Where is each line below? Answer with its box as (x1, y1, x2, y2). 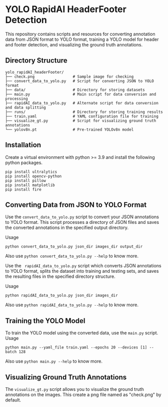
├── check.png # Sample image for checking (5, 74, 134, 79)
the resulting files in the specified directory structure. (5, 273, 116, 279)
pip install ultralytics (5, 169, 57, 175)
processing (5, 96, 28, 101)
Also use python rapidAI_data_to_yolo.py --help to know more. (5, 302, 139, 308)
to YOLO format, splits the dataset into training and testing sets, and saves (5, 268, 159, 274)
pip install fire (5, 187, 42, 192)
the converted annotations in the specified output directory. (5, 224, 129, 230)
